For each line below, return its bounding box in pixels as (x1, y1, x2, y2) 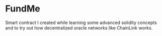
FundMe (5, 3, 40, 14)
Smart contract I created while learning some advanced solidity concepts (5, 19, 157, 25)
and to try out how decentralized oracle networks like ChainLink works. (5, 24, 153, 30)
